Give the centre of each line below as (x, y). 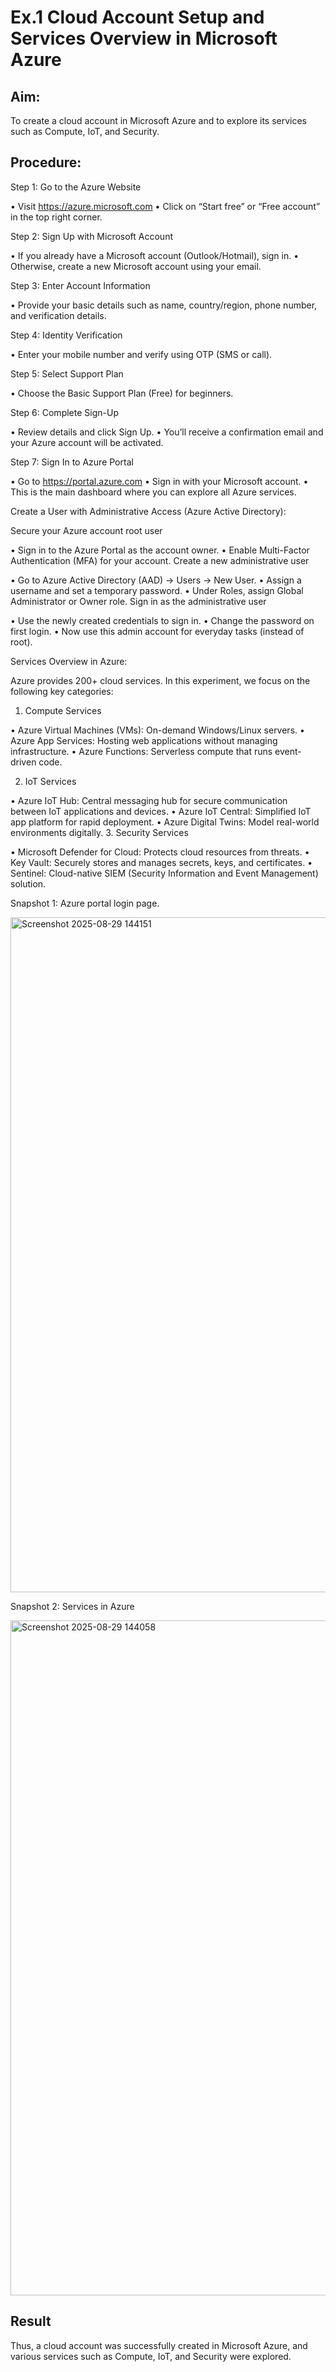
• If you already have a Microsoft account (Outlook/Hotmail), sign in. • (155, 255)
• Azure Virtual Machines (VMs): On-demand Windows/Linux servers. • (157, 730)
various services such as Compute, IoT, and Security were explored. (151, 2356)
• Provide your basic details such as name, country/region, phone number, (164, 305)
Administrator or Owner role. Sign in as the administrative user (138, 601)
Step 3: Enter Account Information (80, 285)
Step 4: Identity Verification (66, 335)
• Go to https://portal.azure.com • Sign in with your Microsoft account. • (159, 481)
